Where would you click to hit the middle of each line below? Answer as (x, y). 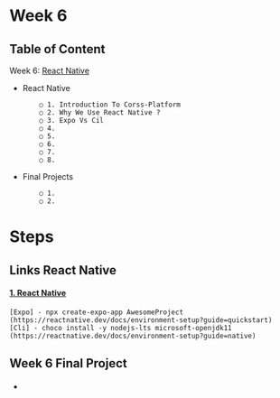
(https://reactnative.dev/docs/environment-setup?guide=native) (133, 336)
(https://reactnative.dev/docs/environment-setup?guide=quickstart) (141, 320)
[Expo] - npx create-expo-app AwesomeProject (96, 312)
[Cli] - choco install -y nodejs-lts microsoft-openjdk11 (121, 328)
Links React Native (63, 270)
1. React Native (38, 293)
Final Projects (48, 176)
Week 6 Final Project (69, 363)
